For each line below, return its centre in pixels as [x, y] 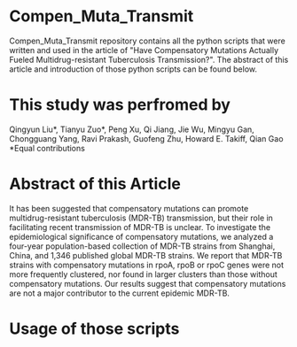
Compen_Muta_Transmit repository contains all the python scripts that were [147, 41]
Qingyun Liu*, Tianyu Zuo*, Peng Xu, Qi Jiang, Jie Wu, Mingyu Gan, [132, 129]
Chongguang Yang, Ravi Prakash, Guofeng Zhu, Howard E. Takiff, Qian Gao [146, 138]
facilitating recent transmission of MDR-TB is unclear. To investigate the [140, 227]
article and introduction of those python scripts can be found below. [133, 69]
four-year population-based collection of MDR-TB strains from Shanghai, [142, 246]
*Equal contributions [47, 148]
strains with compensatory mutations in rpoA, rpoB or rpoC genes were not [147, 265]
